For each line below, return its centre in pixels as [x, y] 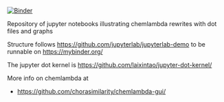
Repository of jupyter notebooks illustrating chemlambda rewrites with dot [112, 24]
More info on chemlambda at [48, 78]
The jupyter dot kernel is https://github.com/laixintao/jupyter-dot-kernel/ [110, 65]
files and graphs [30, 31]
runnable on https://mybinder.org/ [55, 52]
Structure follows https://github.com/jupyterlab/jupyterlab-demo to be [107, 44]
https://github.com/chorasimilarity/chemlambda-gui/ [91, 91]
